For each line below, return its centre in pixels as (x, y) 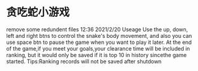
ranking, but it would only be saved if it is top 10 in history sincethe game (97, 55)
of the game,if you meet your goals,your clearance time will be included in (98, 48)
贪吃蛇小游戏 (38, 12)
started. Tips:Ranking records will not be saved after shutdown (84, 61)
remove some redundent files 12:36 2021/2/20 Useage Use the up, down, (97, 29)
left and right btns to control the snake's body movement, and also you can (99, 35)
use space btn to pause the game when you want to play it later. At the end (99, 42)
